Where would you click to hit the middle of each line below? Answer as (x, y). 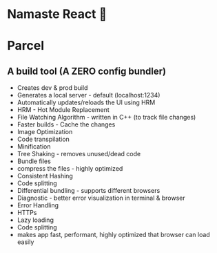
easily (25, 242)
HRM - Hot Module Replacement (63, 110)
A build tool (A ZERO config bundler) (87, 71)
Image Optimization (45, 132)
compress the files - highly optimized (70, 169)
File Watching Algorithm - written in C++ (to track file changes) (106, 118)
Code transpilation (43, 139)
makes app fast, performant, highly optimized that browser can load (113, 235)
